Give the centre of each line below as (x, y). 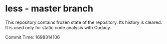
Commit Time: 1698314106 (33, 37)
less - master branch (49, 9)
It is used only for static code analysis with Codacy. (58, 27)
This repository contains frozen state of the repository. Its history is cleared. (83, 22)
